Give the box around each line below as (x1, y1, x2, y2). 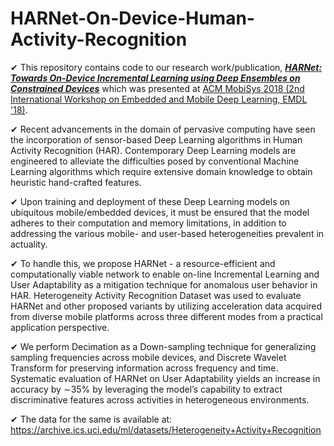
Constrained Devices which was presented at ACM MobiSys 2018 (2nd (10, 82, 305, 94)
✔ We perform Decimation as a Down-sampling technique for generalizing (10, 340, 317, 352)
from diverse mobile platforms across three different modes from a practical (10, 310, 323, 322)
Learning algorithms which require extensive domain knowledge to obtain (10, 165, 313, 177)
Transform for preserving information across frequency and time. (10, 362, 279, 374)
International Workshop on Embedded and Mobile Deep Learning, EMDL (10, 93, 308, 105)
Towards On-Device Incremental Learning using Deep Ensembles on (10, 72, 301, 84)
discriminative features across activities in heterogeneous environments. (10, 393, 310, 406)
